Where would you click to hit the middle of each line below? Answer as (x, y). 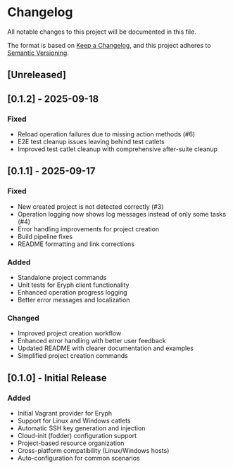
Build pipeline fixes (45, 236)
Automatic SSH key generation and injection (81, 428)
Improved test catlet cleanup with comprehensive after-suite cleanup (118, 149)
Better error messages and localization (74, 300)
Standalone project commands (62, 277)
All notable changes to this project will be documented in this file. (102, 32)
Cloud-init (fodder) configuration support (77, 435)
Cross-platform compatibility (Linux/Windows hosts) (93, 450)
